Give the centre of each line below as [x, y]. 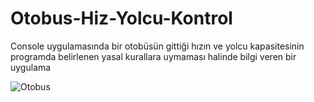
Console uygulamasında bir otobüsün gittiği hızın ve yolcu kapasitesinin [157, 46]
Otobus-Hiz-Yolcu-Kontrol [121, 18]
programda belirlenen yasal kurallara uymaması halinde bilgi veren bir [153, 56]
